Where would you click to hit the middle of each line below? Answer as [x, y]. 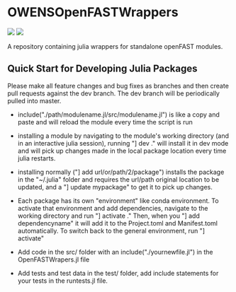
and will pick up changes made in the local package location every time [122, 151]
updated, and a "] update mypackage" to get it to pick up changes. [115, 187]
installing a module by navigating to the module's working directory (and [123, 136]
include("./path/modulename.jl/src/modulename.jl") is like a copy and [118, 115]
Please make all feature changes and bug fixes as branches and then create [118, 86]
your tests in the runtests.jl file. [63, 281]
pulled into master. [34, 100]
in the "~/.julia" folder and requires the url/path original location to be [118, 179]
